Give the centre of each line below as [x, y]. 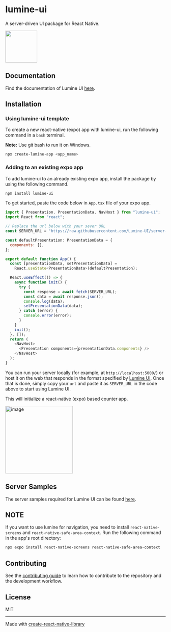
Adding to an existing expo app [45, 168]
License [18, 597]
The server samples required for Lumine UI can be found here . [71, 499]
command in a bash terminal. [35, 135]
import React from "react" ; [35, 217]
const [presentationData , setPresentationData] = [63, 264]
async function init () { [41, 282]
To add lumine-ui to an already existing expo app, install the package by [81, 178]
